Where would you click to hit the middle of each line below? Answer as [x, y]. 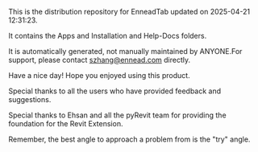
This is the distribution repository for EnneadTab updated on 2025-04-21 [129, 12]
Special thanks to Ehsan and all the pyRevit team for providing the [118, 115]
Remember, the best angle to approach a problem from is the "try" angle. [129, 139]
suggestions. [30, 99]
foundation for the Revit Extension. [66, 123]
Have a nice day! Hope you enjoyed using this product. [100, 75]
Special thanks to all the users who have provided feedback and [115, 91]
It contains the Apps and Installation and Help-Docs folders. [108, 36]
